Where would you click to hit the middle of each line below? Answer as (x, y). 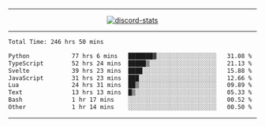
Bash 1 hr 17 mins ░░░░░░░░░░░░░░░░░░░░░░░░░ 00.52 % (130, 100)
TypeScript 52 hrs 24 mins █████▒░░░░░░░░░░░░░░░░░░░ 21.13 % (130, 63)
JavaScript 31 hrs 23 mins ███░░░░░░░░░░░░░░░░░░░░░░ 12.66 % (130, 78)
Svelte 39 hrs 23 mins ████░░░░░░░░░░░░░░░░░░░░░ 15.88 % (130, 71)
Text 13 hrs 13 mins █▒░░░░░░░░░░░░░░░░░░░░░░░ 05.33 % (130, 93)
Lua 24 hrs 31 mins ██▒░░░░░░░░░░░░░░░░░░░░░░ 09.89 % (130, 85)
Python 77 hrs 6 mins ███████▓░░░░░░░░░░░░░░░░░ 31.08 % (130, 56)
